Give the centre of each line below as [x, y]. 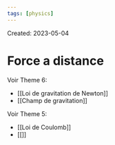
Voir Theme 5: [27, 113]
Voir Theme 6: [27, 80]
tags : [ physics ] [30, 13]
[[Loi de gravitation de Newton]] [63, 93]
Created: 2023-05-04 [38, 33]
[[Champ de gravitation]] [52, 100]
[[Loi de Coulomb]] [44, 127]
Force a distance [56, 61]
